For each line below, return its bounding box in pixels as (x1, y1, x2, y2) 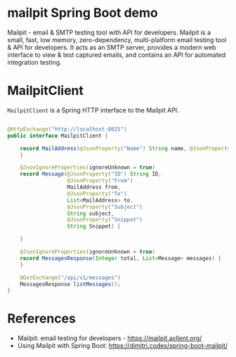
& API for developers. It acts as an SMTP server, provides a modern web (7, 43, 216, 51)
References (7, 311, 76, 327)
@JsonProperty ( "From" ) (67, 177, 133, 184)
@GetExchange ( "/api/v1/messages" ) (20, 274, 121, 281)
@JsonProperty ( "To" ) (67, 190, 128, 197)
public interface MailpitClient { (7, 132, 109, 139)
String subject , (67, 209, 114, 217)
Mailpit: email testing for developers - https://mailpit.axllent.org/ (17, 334, 202, 342)
